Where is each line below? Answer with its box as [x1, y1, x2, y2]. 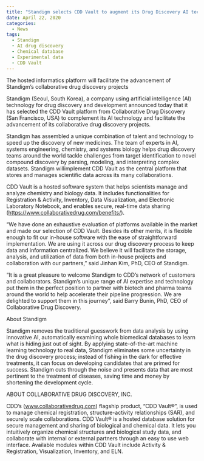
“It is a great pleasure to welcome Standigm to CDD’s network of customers [6, 271, 195, 279]
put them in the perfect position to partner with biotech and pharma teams [6, 284, 192, 291]
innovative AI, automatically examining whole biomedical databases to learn [6, 333, 196, 341]
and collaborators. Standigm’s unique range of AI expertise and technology [6, 277, 194, 285]
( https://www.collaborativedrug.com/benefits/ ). [6, 209, 125, 216]
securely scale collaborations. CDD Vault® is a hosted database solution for [6, 415, 195, 423]
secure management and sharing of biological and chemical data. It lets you [6, 421, 196, 429]
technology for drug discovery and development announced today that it [6, 101, 188, 108]
